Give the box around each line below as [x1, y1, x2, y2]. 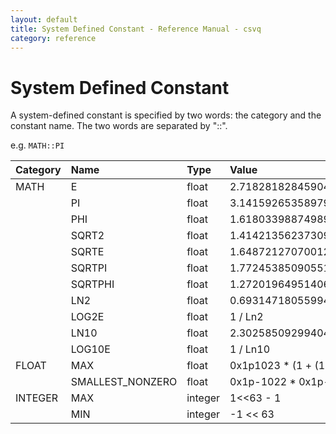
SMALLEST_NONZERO [70, 375, 178, 389]
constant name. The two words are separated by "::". [10, 120, 228, 132]
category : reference [10, 33, 97, 43]
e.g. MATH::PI [10, 139, 65, 151]
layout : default [10, 14, 78, 25]
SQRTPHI [70, 277, 115, 291]
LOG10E [70, 342, 111, 356]
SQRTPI [70, 261, 108, 275]
